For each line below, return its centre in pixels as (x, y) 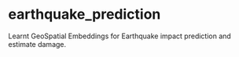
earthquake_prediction (85, 14)
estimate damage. (37, 44)
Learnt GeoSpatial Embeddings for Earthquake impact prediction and (120, 36)
